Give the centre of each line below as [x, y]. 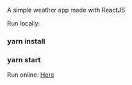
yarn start [24, 59]
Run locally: [24, 23]
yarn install [26, 41]
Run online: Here [31, 75]
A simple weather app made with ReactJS [66, 10]
